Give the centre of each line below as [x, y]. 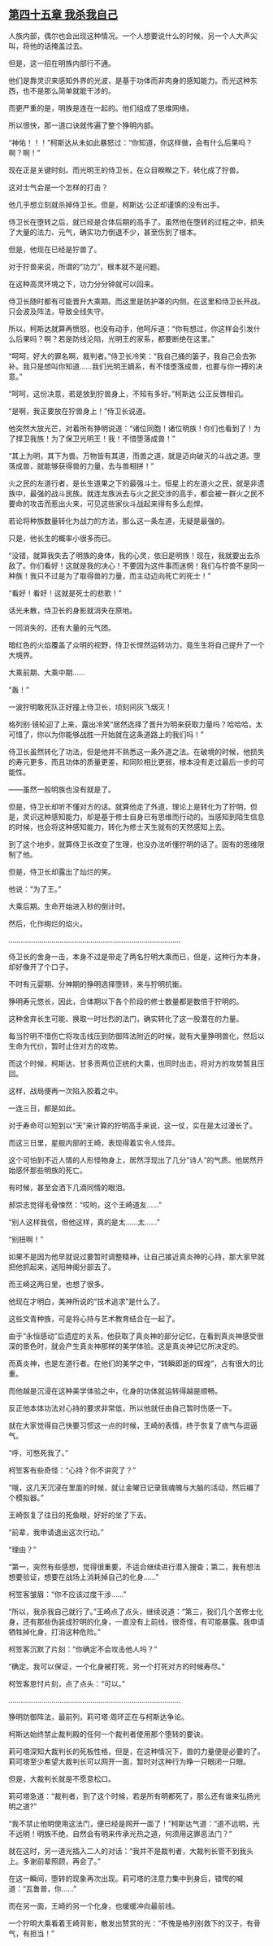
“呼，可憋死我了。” [39, 1453]
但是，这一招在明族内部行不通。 [62, 63]
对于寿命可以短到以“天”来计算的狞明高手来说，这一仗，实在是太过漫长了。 [133, 1125]
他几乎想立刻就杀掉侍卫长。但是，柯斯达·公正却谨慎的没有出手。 [117, 204]
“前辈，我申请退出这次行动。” [56, 1532]
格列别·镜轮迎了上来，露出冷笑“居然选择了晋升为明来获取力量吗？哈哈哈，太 [136, 724]
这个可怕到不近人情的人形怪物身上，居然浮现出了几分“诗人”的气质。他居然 [133, 1160]
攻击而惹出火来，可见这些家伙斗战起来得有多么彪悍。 [119, 504]
